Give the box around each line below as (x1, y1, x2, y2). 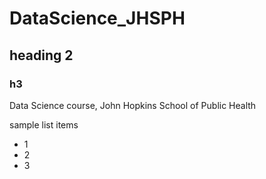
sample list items (9, 118, 79, 131)
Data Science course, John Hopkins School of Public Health (9, 99, 257, 111)
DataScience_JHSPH (9, 7, 186, 30)
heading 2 (9, 47, 74, 64)
